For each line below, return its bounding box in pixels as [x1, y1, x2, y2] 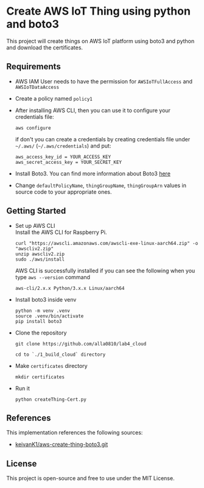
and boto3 [6, 17, 60, 31]
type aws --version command [15, 273, 90, 281]
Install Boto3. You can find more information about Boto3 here [15, 169, 171, 177]
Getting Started [6, 206, 66, 216]
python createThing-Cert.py [15, 396, 86, 403]
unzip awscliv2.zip [15, 251, 65, 257]
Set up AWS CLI [15, 222, 55, 229]
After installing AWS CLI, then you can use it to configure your [15, 107, 171, 114]
